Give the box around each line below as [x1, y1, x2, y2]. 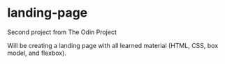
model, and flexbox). [7, 49, 66, 57]
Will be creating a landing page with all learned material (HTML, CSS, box [7, 41, 219, 49]
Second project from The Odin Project [7, 28, 117, 36]
